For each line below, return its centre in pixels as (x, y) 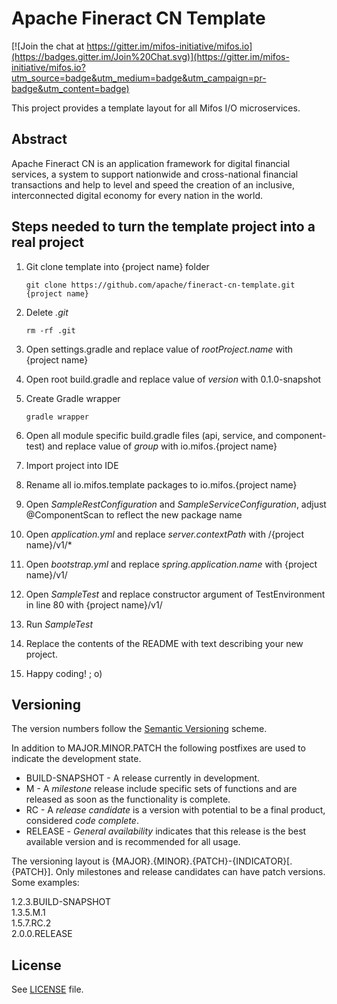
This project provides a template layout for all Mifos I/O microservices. (156, 108)
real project (48, 242)
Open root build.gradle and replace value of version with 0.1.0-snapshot (173, 379)
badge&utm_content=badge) (70, 88)
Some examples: (45, 883)
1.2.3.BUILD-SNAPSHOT (61, 902)
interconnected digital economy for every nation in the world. (137, 195)
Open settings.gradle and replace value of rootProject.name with (159, 349)
